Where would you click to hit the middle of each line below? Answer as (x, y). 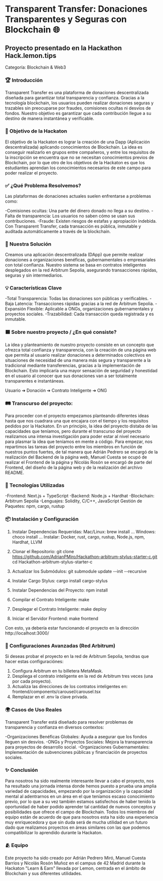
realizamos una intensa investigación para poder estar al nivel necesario (77, 437)
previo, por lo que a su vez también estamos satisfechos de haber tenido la (80, 801)
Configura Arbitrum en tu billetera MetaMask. (57, 670)
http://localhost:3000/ (27, 633)
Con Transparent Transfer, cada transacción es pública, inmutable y (73, 226)
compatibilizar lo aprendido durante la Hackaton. (54, 832)
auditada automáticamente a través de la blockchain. (58, 231)
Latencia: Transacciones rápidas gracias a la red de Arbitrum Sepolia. (84, 304)
